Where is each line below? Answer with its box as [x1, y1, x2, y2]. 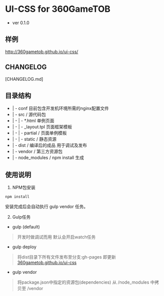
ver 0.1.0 [12, 20, 30, 26]
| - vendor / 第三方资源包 [12, 149, 63, 155]
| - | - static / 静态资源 [12, 136, 57, 142]
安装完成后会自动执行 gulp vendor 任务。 [5, 203, 88, 210]
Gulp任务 [12, 214, 31, 220]
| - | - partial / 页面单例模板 [12, 130, 67, 136]
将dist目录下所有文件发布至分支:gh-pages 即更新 [17, 254, 116, 260]
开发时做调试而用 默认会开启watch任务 [17, 234, 96, 240]
